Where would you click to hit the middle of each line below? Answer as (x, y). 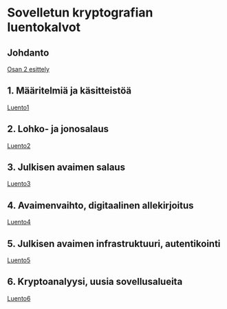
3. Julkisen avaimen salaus (66, 168)
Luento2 (19, 145)
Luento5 (19, 260)
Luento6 (19, 298)
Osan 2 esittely (29, 69)
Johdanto (28, 53)
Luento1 (18, 107)
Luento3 (19, 184)
